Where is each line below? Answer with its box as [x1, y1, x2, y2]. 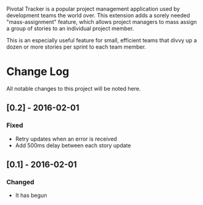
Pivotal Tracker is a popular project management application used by [6, 6, 180, 12]
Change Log [6, 64, 69, 79]
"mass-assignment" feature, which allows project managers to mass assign [6, 18, 197, 25]
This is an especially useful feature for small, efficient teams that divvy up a [6, 37, 197, 44]
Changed [6, 177, 35, 186]
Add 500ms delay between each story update [15, 141, 131, 149]
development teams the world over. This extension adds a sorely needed [6, 12, 190, 19]
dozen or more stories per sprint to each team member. [6, 43, 146, 50]
